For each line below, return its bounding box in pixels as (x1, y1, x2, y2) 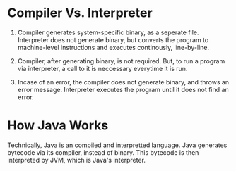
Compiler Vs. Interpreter (7, 5, 153, 21)
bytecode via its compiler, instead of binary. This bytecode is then (7, 148, 199, 156)
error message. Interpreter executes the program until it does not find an (17, 85, 229, 94)
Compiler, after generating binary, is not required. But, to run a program (17, 56, 225, 65)
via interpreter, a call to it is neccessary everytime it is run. (17, 64, 188, 72)
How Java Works (7, 118, 109, 134)
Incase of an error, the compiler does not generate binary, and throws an (17, 77, 230, 86)
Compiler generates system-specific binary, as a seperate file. (17, 28, 199, 37)
